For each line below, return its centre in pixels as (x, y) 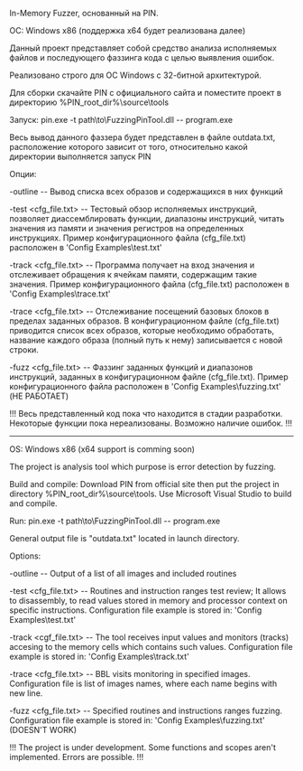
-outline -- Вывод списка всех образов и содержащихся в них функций (147, 192)
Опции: (23, 174)
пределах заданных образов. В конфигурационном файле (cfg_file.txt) (144, 321)
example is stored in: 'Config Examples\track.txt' (99, 656)
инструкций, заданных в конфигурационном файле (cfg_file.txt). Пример (149, 377)
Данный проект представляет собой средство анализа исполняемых (143, 48)
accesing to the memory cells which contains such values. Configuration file (151, 647)
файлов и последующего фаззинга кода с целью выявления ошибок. (142, 57)
